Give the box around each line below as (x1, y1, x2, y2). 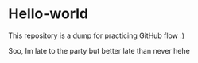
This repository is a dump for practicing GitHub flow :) (8, 31, 185, 40)
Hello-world (8, 5, 89, 23)
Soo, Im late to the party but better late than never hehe (8, 46, 191, 55)
